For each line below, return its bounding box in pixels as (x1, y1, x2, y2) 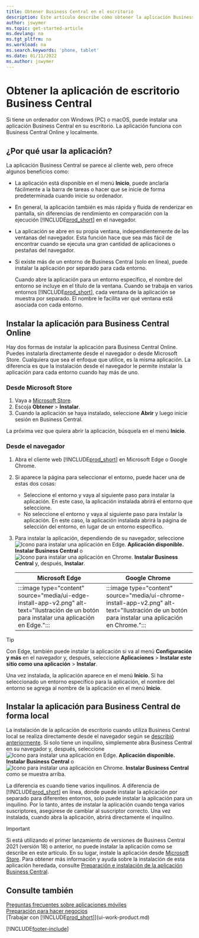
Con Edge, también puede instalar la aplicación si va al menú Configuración (6, 648, 192, 655)
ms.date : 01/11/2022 (6, 53, 57, 59)
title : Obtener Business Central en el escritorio (6, 8, 134, 15)
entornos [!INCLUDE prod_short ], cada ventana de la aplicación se (14, 289, 176, 296)
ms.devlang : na (6, 31, 44, 37)
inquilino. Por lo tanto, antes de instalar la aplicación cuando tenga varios (6, 801, 185, 808)
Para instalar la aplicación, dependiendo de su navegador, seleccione (14, 534, 185, 541)
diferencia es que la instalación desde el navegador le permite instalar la (6, 363, 182, 370)
